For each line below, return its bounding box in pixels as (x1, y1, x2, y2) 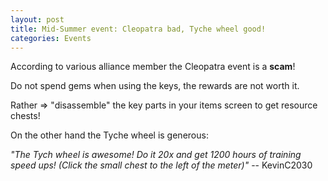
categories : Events (10, 33, 92, 43)
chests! (10, 110, 41, 122)
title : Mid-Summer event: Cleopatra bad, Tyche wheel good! (10, 24, 267, 34)
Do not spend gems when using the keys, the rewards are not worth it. (10, 80, 300, 92)
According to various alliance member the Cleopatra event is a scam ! (10, 61, 296, 73)
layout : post (10, 14, 65, 25)
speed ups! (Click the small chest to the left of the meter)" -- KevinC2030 (10, 159, 313, 171)
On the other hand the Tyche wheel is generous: (10, 129, 209, 141)
